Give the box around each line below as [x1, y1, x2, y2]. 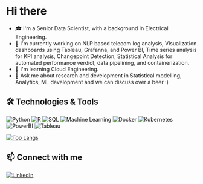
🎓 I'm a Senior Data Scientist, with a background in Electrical [14, 24, 169, 31]
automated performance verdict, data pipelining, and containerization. [14, 59, 190, 66]
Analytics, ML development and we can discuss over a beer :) [14, 78, 169, 85]
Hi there [6, 4, 47, 18]
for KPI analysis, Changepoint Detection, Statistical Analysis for [14, 53, 173, 60]
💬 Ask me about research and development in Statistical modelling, [14, 71, 182, 79]
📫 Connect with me [6, 153, 83, 163]
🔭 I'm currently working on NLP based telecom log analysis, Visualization [14, 39, 197, 47]
